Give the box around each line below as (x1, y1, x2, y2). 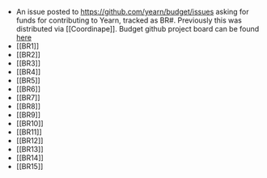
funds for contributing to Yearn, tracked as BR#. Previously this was (15, 15, 243, 25)
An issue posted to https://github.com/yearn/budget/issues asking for (15, 7, 249, 16)
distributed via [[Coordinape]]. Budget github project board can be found (15, 24, 260, 33)
